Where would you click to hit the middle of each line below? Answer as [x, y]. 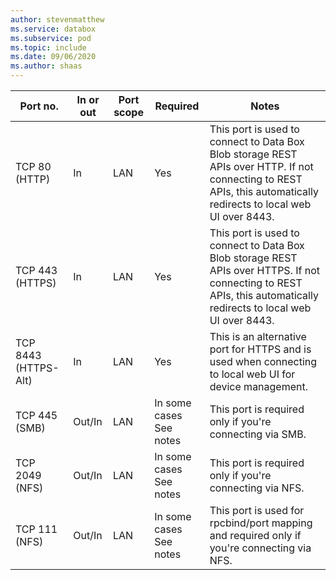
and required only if [255, 535]
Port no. [39, 106]
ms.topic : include [48, 47]
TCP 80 [33, 166]
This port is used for [257, 510]
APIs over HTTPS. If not [264, 270]
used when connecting [263, 361]
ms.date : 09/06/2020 [53, 57]
